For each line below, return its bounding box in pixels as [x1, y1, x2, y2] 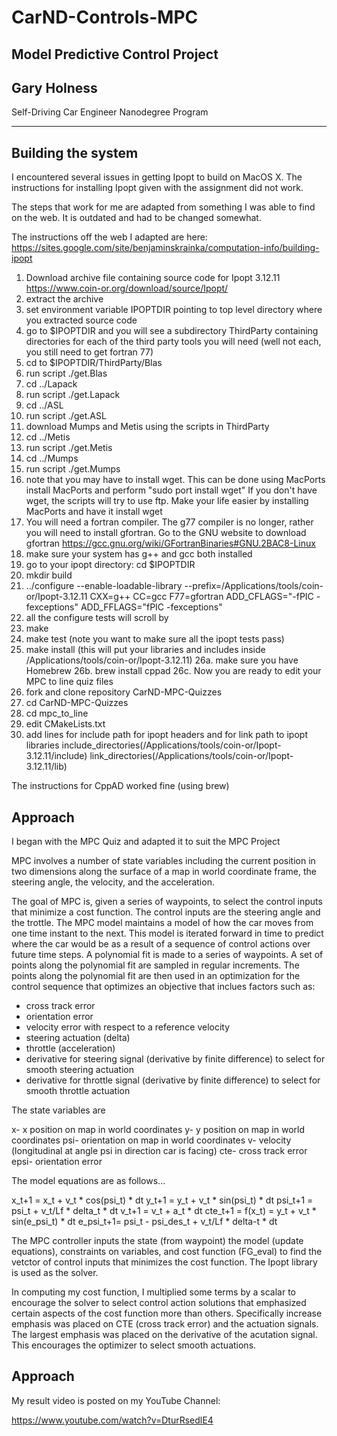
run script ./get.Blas [25, 367, 108, 380]
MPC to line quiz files [25, 676, 114, 688]
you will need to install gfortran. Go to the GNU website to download [25, 527, 307, 539]
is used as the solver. [11, 1267, 99, 1279]
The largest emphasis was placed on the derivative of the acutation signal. [11, 1329, 318, 1341]
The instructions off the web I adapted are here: [11, 231, 208, 243]
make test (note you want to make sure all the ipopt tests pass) [25, 633, 285, 645]
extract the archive [25, 293, 104, 305]
